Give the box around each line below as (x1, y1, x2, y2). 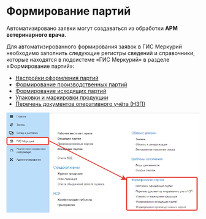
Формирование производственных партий (15, 81, 128, 88)
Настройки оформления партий (15, 74, 99, 81)
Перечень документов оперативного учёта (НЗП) (15, 100, 146, 108)
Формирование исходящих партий (15, 87, 107, 94)
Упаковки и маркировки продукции (15, 94, 109, 101)
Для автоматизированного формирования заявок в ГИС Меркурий (6, 43, 182, 50)
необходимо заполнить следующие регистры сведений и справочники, (6, 49, 195, 56)
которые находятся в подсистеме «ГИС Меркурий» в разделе (6, 56, 170, 63)
